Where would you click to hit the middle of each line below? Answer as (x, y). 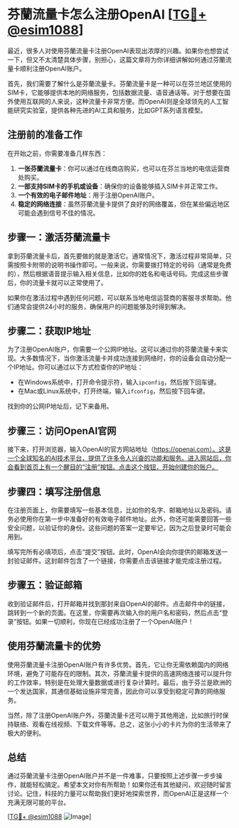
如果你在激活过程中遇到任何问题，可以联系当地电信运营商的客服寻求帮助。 (116, 297)
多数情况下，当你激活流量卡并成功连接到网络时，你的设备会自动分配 (126, 358)
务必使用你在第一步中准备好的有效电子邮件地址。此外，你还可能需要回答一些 (119, 519)
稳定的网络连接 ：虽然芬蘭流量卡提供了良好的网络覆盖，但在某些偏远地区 (123, 204)
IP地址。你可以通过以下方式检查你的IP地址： (78, 367)
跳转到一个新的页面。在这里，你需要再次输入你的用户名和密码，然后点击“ (115, 613)
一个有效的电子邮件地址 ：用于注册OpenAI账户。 (88, 195)
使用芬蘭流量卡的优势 (54, 646)
